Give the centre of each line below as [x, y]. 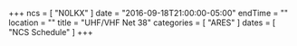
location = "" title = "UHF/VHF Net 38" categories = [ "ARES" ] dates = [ [142, 23]
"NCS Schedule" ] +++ [51, 32]
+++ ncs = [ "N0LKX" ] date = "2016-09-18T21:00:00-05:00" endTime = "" [148, 13]
